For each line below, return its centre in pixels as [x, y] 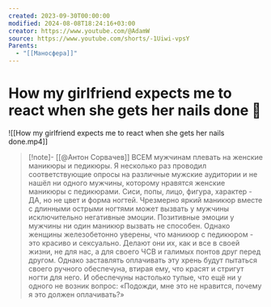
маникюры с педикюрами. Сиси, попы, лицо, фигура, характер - [140, 191]
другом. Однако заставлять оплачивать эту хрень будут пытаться [142, 260]
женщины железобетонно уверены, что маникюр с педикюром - [141, 234]
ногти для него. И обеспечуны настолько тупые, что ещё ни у [135, 277]
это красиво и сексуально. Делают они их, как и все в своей [134, 242]
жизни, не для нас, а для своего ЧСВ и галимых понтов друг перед [144, 251]
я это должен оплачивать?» [76, 294]
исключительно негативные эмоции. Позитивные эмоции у [131, 217]
